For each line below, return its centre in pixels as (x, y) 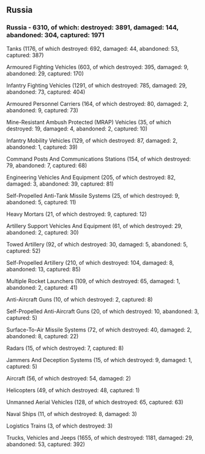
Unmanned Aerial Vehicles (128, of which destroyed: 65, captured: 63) (95, 402)
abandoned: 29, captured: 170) (45, 74)
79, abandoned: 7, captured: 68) (47, 165)
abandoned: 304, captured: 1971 (55, 35)
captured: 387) (25, 55)
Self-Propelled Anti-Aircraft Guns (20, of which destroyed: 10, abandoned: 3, (103, 311)
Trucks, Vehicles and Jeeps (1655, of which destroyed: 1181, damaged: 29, (100, 437)
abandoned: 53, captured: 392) (46, 444)
